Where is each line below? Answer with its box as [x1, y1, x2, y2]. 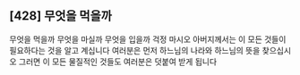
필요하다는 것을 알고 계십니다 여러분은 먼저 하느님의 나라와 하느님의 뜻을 [9, 45, 261, 55]
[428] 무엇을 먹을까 [9, 8, 112, 24]
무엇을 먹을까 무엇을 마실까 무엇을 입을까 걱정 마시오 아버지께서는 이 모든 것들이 [9, 34, 287, 45]
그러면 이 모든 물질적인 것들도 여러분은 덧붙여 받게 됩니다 [18, 56, 218, 67]
